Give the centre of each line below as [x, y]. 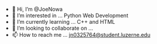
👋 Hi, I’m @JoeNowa [37, 9]
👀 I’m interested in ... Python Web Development [70, 15]
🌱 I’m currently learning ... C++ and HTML [64, 22]
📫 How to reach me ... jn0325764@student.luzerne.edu [81, 35]
